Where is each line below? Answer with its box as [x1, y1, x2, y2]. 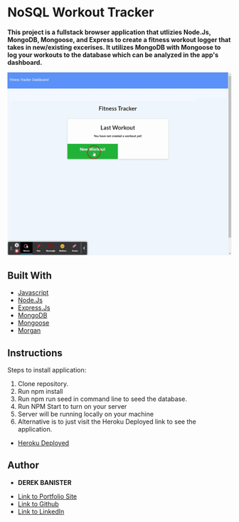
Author [7, 459, 39, 471]
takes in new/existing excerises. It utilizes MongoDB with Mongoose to [7, 43, 221, 51]
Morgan [17, 326, 41, 335]
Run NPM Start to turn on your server [17, 402, 127, 410]
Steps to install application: [7, 365, 87, 374]
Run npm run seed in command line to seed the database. [17, 395, 187, 403]
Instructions [7, 347, 63, 359]
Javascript [17, 288, 49, 297]
